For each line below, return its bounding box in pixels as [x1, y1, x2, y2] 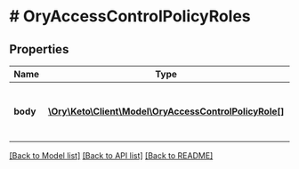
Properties [9, 42, 69, 57]
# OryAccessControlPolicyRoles [9, 6, 251, 27]
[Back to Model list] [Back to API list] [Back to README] [9, 150, 214, 161]
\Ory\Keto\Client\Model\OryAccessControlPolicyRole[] [47, 105, 285, 117]
